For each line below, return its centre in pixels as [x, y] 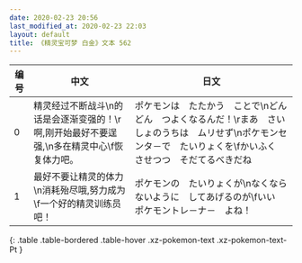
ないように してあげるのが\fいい [205, 197]
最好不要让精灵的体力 [79, 177]
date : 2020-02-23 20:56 [54, 18]
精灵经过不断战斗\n [74, 106]
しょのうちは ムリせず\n [188, 133]
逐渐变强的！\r [91, 120]
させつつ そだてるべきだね [193, 160]
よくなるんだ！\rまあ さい [228, 120]
